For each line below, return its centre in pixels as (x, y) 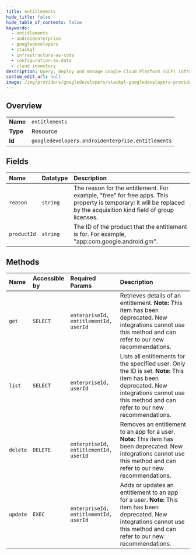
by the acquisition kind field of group (124, 210)
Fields (17, 162)
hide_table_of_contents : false (44, 22)
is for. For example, (100, 234)
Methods (23, 262)
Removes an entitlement (153, 424)
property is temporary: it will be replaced (129, 203)
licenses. (86, 217)
